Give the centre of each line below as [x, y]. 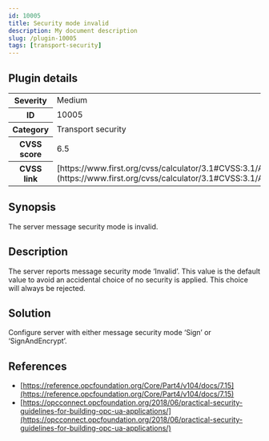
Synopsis [32, 207]
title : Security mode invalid [59, 23]
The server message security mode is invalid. [83, 226]
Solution [30, 313]
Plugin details [43, 78]
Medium [72, 100]
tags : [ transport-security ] [55, 46]
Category [31, 129]
